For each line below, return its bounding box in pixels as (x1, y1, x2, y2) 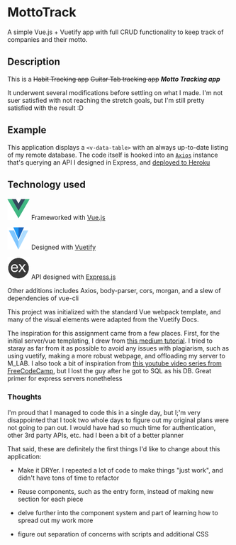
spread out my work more (17, 516, 94, 524)
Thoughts (7, 392, 42, 402)
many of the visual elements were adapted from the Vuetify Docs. (7, 315, 200, 324)
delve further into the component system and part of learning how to (17, 508, 218, 517)
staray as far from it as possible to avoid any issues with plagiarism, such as (7, 344, 229, 353)
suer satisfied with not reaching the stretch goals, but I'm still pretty (7, 96, 205, 104)
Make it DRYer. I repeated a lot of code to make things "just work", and (17, 466, 223, 474)
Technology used (7, 178, 86, 190)
